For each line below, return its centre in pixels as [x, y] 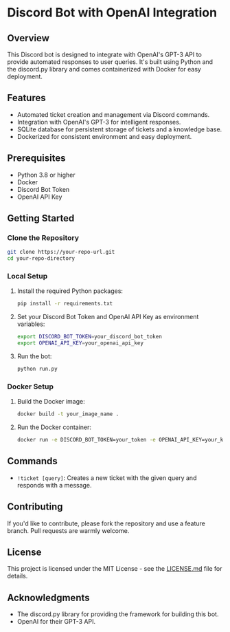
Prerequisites [36, 159]
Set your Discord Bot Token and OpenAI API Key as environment [108, 317]
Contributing [35, 507]
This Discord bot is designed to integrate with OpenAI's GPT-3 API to [105, 54]
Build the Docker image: [51, 402]
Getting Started [41, 218]
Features [26, 98]
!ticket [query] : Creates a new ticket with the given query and [107, 478]
